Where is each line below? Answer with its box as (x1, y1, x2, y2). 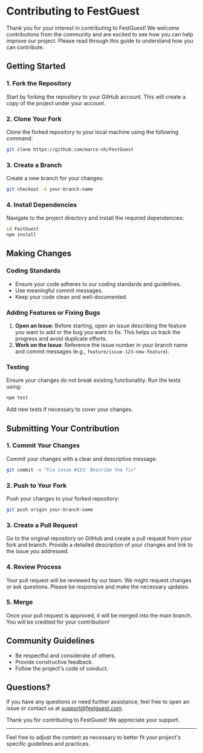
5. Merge (6, 598, 33, 607)
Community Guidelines (6, 636, 95, 646)
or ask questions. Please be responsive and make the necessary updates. (6, 583, 190, 590)
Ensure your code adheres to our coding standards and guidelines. (14, 280, 181, 288)
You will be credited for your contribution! (6, 618, 110, 625)
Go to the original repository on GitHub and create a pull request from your (6, 534, 192, 542)
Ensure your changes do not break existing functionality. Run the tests (6, 376, 181, 384)
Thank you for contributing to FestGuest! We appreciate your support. (6, 716, 180, 724)
